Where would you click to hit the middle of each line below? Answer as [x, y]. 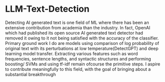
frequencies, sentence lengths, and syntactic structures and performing [78, 59]
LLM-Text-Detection [47, 9]
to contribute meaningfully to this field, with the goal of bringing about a [78, 69]
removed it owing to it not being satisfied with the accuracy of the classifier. [82, 38]
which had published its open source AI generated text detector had [74, 33]
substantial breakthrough [31, 74]
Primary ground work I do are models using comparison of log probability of [82, 43]
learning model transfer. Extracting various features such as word [71, 53]
